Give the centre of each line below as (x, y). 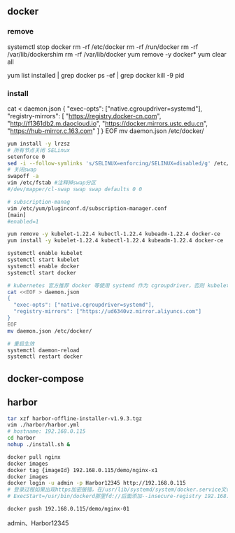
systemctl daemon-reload (43, 350)
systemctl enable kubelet (45, 254)
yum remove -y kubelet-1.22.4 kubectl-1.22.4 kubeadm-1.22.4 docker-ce (114, 234)
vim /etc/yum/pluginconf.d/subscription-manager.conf (87, 208)
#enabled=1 (23, 221)
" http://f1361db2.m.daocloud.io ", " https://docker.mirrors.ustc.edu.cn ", (108, 123)
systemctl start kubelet (43, 260)
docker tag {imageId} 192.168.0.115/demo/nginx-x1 (83, 470)
